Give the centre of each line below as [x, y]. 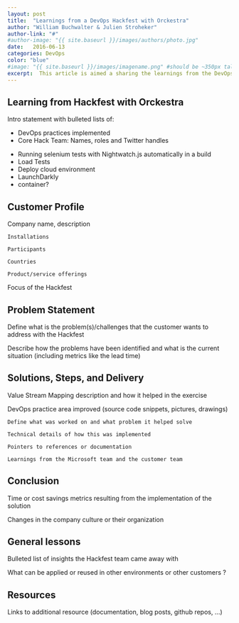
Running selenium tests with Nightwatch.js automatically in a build [115, 154]
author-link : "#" [33, 34]
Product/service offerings [47, 274]
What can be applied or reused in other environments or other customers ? [117, 573]
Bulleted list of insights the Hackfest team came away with [93, 559]
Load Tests [34, 162]
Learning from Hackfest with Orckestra [96, 102]
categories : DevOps [36, 54]
